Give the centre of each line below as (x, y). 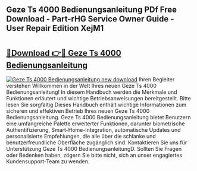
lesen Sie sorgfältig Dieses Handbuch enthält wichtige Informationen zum (96, 104)
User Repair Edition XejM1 (55, 28)
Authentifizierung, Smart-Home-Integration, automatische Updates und (93, 130)
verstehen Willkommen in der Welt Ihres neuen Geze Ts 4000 (81, 86)
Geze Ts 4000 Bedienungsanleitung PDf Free (92, 10)
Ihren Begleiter (157, 79)
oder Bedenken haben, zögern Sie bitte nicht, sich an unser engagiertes (94, 155)
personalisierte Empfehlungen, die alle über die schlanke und (81, 136)
